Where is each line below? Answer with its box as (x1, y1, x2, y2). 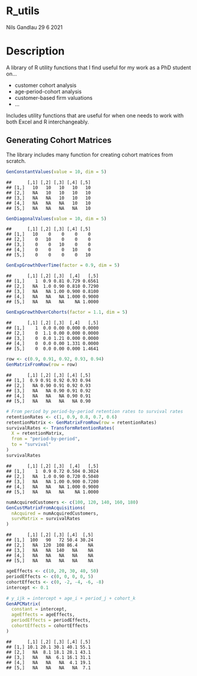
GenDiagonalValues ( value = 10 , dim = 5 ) (6, 216, 107, 222)
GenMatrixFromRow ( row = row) (6, 362, 78, 368)
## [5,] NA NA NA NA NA (6, 558, 94, 564)
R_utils (6, 4, 40, 18)
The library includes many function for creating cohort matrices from (6, 151, 173, 158)
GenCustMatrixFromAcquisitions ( (6, 505, 86, 511)
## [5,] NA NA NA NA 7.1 (6, 665, 91, 671)
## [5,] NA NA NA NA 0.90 (6, 398, 91, 404)
